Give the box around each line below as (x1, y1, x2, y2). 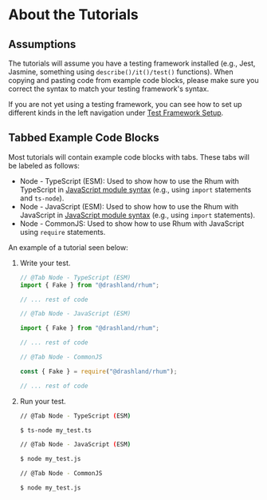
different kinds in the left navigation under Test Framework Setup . (8, 108, 224, 117)
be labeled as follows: (8, 161, 80, 170)
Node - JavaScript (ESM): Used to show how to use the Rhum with (19, 201, 239, 211)
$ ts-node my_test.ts (19, 426, 92, 435)
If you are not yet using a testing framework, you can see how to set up (8, 100, 242, 109)
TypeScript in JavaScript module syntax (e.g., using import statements (19, 185, 252, 194)
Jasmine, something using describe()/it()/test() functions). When (8, 67, 234, 77)
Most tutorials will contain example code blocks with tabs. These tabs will (8, 152, 249, 161)
